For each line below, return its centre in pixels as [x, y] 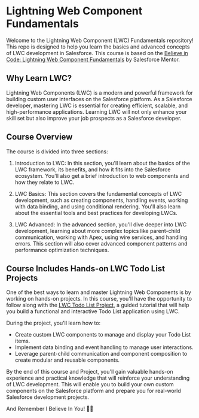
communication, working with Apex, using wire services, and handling [101, 237]
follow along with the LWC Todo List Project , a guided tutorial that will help [98, 305]
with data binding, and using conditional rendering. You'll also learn [98, 206]
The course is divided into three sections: [57, 152]
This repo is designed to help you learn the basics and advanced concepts [98, 47]
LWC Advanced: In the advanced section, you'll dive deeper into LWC [101, 224]
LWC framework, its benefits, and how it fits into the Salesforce [93, 169]
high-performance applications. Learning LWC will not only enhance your [97, 111]
